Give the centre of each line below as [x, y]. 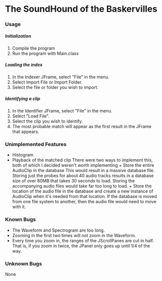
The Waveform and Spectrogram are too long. [58, 230]
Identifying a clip [23, 98]
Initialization [18, 36]
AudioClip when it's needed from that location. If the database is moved [84, 196]
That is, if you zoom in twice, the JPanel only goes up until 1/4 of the [81, 246]
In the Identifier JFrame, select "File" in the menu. [62, 111]
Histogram [23, 155]
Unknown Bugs [24, 263]
